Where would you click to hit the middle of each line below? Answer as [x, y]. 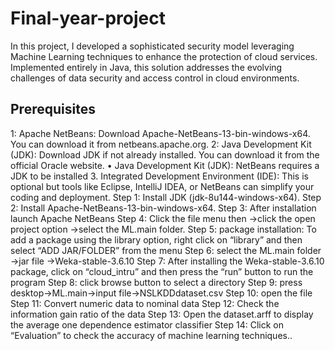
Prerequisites [53, 109]
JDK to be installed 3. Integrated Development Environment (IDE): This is [159, 176]
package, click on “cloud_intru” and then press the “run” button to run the [162, 271]
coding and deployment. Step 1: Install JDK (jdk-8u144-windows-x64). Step [166, 197]
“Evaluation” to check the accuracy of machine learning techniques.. [151, 335]
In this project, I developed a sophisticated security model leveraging [152, 46]
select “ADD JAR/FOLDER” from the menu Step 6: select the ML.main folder [166, 250]
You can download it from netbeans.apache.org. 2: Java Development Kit [161, 144]
